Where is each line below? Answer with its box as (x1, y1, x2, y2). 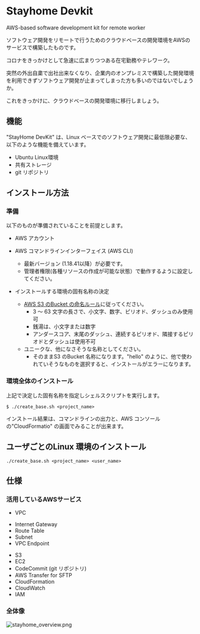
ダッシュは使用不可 (48, 338, 96, 345)
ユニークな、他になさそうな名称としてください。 (23, 346, 144, 353)
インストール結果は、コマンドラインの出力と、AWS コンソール (6, 415, 161, 422)
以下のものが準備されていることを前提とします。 (6, 222, 127, 229)
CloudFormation (14, 578, 55, 585)
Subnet (14, 533, 33, 541)
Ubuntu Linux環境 (14, 153, 59, 161)
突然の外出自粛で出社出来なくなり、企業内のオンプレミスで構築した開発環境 (6, 69, 195, 76)
